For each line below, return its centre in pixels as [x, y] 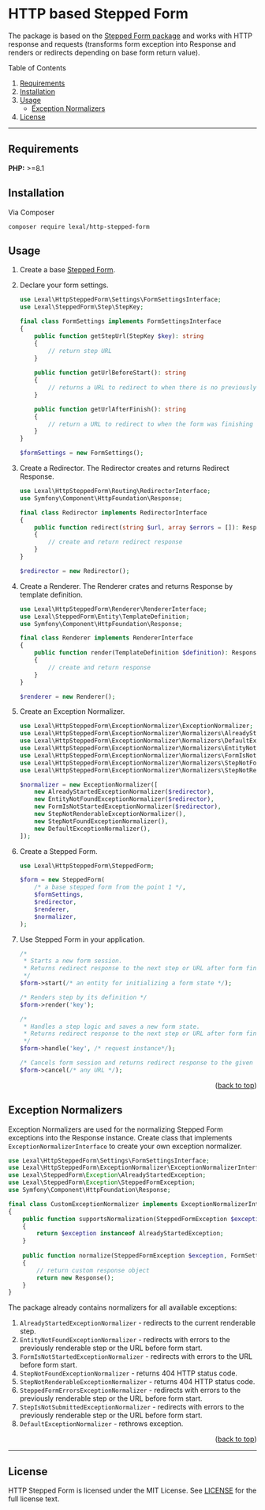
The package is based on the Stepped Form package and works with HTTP [130, 36]
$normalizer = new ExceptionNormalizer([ [89, 784]
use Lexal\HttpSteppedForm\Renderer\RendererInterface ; [113, 609]
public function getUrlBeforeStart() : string [110, 373]
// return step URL [80, 351]
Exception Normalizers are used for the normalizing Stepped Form [116, 1129]
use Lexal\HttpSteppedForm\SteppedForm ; [87, 866]
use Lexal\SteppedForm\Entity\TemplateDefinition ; [105, 617]
